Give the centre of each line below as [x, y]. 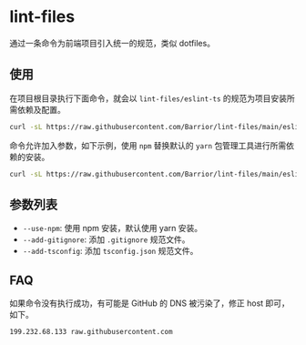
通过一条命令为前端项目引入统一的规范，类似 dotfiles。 [112, 43]
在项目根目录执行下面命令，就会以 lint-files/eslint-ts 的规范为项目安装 [148, 98]
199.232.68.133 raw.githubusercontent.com [91, 332]
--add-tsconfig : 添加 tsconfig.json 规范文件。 [110, 251]
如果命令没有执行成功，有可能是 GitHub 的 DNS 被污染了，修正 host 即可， [149, 303]
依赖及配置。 [41, 109]
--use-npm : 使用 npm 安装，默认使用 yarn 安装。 [112, 228]
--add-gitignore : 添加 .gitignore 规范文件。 [106, 239]
